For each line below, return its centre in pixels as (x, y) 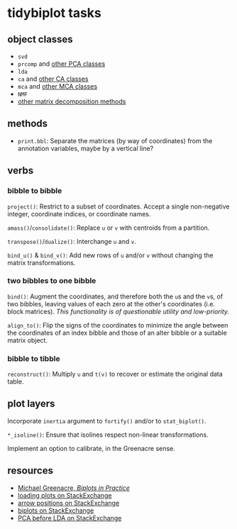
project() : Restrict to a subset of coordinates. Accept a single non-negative (118, 206)
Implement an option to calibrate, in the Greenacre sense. (91, 448)
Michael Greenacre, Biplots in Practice (73, 488)
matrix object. (28, 340)
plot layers (31, 404)
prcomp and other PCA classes (61, 64)
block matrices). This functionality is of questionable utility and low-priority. (118, 311)
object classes (40, 39)
